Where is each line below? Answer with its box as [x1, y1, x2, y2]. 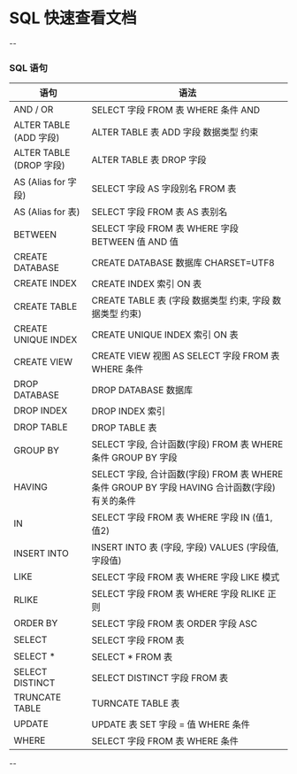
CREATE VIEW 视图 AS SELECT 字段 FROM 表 [91, 350, 280, 362]
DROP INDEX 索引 [91, 405, 166, 417]
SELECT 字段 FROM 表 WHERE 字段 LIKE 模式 [91, 571, 280, 584]
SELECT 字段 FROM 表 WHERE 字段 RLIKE [91, 588, 265, 600]
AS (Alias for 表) [13, 205, 80, 218]
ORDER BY [13, 617, 58, 630]
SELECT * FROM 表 [91, 651, 173, 663]
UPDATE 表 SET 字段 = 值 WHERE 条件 [91, 718, 250, 731]
